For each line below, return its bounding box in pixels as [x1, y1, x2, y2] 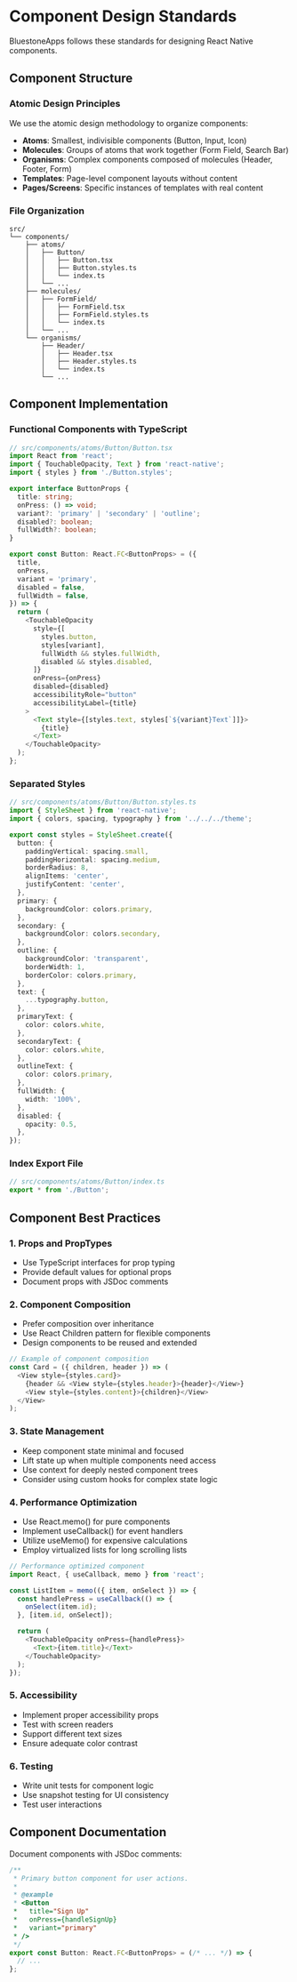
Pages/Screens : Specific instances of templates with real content [21, 182, 264, 193]
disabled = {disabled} [32, 682, 109, 691]
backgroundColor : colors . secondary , [25, 929, 162, 939]
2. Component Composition [9, 1298, 132, 1311]
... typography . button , [25, 996, 109, 1005]
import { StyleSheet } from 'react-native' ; [9, 806, 177, 815]
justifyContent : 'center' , [25, 880, 125, 889]
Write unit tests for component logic [21, 1780, 154, 1791]
